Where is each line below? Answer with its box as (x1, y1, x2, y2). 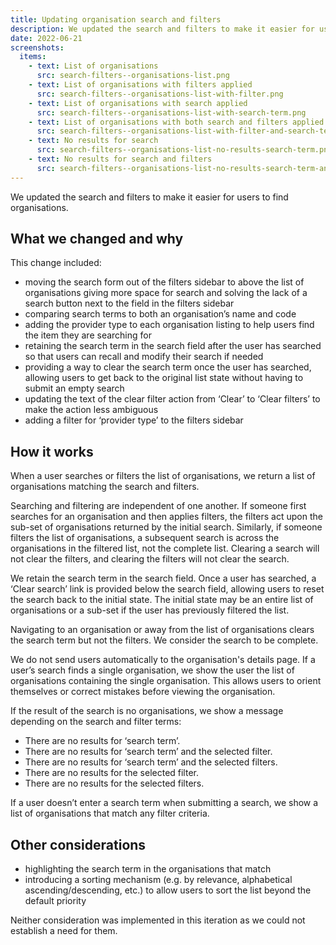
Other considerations (10, 836, 147, 853)
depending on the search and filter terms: (10, 716, 182, 728)
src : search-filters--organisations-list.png (36, 71, 230, 81)
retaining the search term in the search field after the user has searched (24, 340, 322, 352)
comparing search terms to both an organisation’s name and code (24, 308, 297, 320)
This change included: (10, 257, 102, 269)
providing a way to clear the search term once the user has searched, (24, 361, 312, 373)
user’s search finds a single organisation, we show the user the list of (10, 664, 295, 676)
